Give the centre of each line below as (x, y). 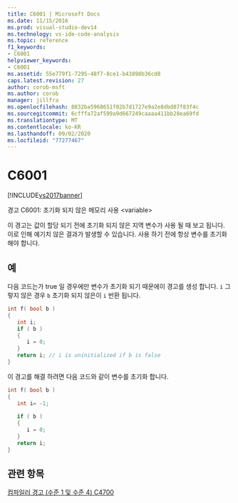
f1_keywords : (27, 47)
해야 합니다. (24, 243)
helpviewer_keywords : (40, 61)
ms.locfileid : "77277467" (46, 140)
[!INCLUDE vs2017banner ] (45, 195)
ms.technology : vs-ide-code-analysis (63, 34)
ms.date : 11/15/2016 (38, 21)
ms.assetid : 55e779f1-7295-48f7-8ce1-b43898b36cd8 (84, 74)
